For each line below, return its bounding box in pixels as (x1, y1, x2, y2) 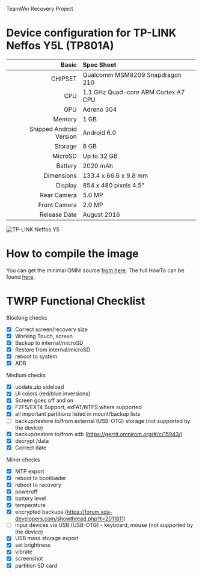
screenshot (14, 555, 43, 562)
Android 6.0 (82, 129, 117, 137)
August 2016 (82, 210, 120, 219)
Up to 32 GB (82, 151, 118, 160)
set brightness (14, 541, 51, 549)
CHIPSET (50, 75, 77, 83)
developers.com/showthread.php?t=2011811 (14, 515, 124, 522)
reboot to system (14, 353, 58, 360)
